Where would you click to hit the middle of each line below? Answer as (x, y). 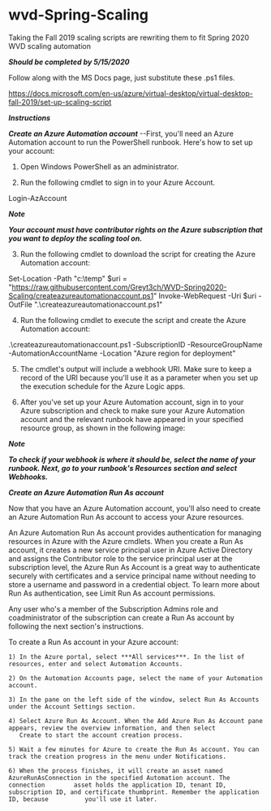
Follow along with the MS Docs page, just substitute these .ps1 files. (122, 77)
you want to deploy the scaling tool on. (75, 238)
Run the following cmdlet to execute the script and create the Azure (133, 320)
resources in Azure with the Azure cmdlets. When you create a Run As (126, 541)
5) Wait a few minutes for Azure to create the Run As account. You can (134, 749)
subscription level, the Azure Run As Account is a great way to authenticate (134, 567)
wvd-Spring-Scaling (78, 15)
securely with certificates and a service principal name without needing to (132, 576)
